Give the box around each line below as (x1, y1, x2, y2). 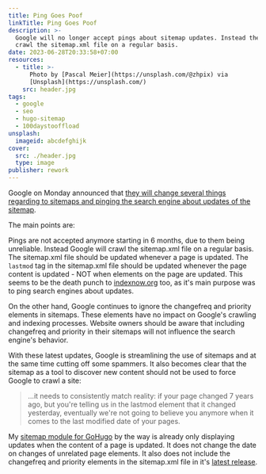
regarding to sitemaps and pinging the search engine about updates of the (8, 197, 251, 206)
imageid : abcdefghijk (15, 136, 87, 145)
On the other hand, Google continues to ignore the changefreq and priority (8, 302, 252, 311)
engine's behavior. (8, 335, 69, 345)
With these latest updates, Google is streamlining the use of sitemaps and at (8, 350, 256, 360)
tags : (8, 93, 26, 101)
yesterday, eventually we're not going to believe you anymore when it (27, 408, 254, 417)
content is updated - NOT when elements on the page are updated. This (8, 269, 243, 278)
